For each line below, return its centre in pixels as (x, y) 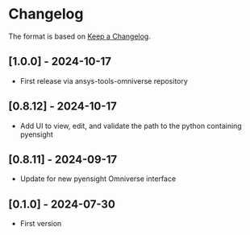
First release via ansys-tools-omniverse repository (104, 80)
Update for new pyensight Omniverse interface (98, 179)
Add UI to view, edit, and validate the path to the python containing (131, 126)
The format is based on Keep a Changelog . (79, 36)
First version (41, 224)
